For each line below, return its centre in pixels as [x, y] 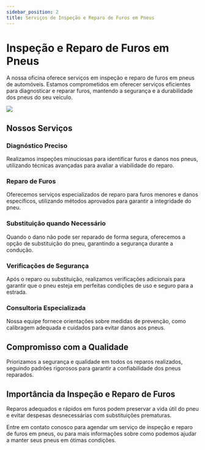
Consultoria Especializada [46, 308]
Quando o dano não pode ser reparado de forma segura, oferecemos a [96, 237]
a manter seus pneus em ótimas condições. [61, 440]
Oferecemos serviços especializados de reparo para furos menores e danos [102, 195]
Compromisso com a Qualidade [67, 347]
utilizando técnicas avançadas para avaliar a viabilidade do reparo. [90, 165]
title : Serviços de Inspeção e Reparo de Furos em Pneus [80, 18]
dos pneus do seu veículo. [39, 97]
